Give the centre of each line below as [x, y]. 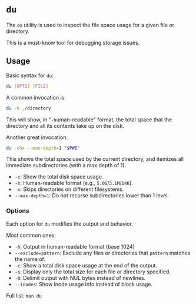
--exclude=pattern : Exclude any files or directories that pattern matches [102, 253]
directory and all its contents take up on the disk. [65, 125]
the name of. [30, 259]
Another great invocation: [37, 137]
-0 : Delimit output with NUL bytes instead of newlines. [80, 277]
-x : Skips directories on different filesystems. [69, 189]
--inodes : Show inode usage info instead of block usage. [84, 284]
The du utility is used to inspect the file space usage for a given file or [90, 25]
